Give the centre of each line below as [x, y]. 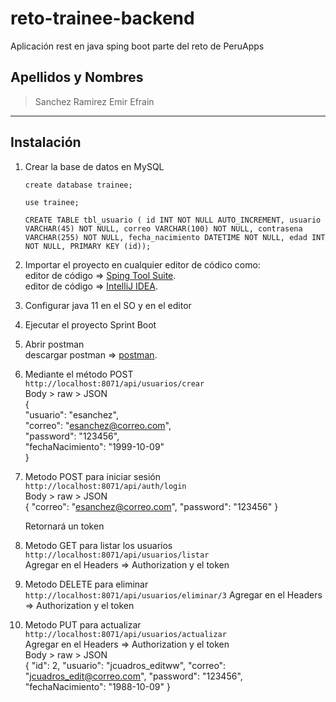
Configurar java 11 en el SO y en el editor [108, 305]
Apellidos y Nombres [77, 77]
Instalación [46, 142]
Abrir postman [54, 344]
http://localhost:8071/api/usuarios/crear [114, 383]
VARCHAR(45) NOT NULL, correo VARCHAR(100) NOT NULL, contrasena [163, 228]
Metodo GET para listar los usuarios [98, 545]
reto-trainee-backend [102, 18]
